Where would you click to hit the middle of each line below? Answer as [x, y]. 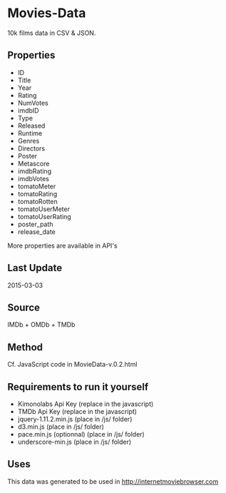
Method [25, 347]
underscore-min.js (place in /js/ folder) [75, 442]
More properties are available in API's [62, 245]
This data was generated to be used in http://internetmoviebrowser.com [113, 481]
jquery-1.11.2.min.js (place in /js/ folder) [75, 419]
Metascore [34, 163]
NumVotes [33, 103]
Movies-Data [47, 13]
